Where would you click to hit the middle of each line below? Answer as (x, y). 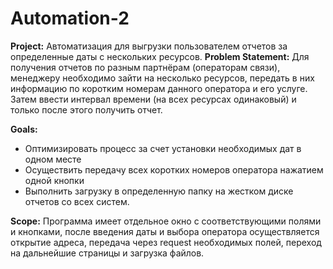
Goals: (24, 129)
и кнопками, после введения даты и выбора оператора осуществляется (165, 231)
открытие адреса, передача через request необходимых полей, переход (166, 242)
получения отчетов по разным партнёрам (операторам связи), (145, 67)
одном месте (53, 159)
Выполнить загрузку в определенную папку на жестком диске (159, 191)
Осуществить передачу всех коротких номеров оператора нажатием (174, 169)
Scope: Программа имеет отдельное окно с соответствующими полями (166, 221)
